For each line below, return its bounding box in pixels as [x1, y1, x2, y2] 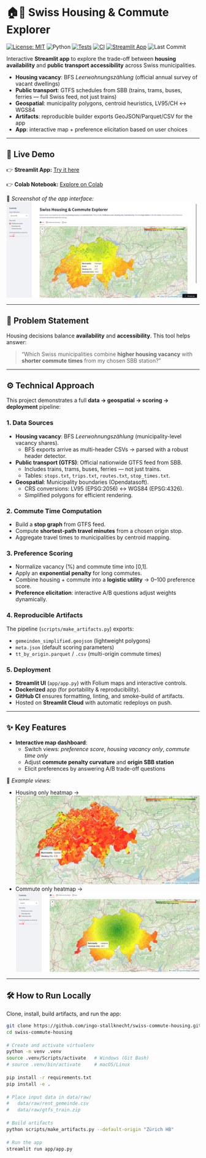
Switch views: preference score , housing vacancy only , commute [24, 745, 190, 752]
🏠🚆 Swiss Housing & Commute [6, 6, 169, 20]
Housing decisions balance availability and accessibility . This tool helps [6, 332, 191, 339]
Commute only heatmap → [15, 885, 83, 892]
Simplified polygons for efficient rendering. [24, 491, 133, 498]
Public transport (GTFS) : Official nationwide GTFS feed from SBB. [15, 459, 183, 466]
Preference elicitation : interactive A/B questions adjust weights [15, 589, 177, 597]
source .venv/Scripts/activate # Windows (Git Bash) [6, 1055, 150, 1061]
